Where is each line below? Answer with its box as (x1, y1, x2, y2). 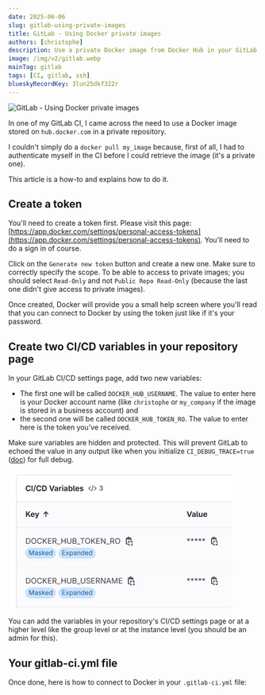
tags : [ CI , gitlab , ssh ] (8, 72, 90, 80)
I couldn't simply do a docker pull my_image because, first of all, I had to (8, 142, 244, 151)
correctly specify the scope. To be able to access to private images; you (8, 267, 244, 278)
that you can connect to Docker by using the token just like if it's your (8, 309, 236, 318)
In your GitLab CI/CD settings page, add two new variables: (8, 374, 202, 383)
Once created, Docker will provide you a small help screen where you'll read (8, 300, 258, 309)
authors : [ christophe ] (8, 38, 83, 46)
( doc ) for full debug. (8, 455, 74, 464)
